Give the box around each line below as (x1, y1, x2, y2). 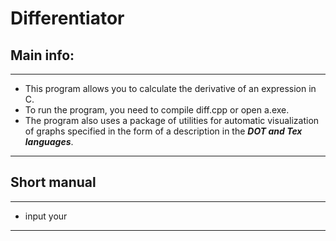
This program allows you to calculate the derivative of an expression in (24, 83, 317, 94)
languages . (24, 136, 74, 147)
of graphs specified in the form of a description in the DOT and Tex (24, 125, 303, 137)
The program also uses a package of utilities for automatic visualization (24, 115, 320, 126)
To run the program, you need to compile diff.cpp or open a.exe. (24, 104, 290, 116)
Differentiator (10, 7, 125, 30)
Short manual (10, 174, 97, 191)
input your (24, 210, 68, 222)
